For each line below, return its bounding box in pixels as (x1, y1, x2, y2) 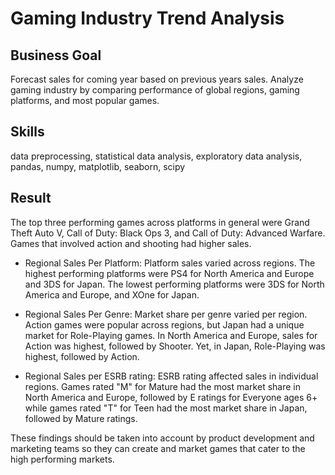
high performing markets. (10, 453, 115, 465)
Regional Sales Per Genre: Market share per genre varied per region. (24, 308, 308, 320)
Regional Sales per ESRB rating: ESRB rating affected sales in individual (24, 370, 319, 382)
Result (10, 190, 52, 207)
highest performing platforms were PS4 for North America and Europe (24, 267, 315, 279)
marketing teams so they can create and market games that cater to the (10, 442, 306, 454)
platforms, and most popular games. (10, 95, 160, 106)
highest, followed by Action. (24, 350, 140, 362)
